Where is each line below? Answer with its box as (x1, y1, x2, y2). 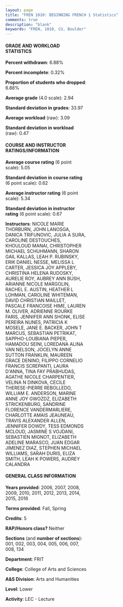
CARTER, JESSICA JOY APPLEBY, (5, 264, 77, 271)
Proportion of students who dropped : (5, 79, 86, 85)
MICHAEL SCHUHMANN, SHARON (5, 248, 79, 254)
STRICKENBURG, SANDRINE (5, 401, 66, 407)
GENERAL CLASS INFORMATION (5, 473, 76, 479)
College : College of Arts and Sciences (5, 566, 86, 572)
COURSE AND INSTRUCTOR (5, 142, 66, 148)
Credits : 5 (5, 515, 27, 521)
